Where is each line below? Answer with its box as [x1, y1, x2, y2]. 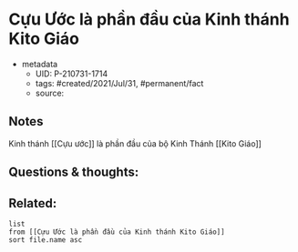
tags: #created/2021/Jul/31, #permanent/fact [35, 77, 204, 88]
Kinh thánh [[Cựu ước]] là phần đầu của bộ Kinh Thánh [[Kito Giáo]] [8, 137, 262, 149]
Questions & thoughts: [8, 165, 139, 180]
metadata [21, 58, 58, 69]
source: [35, 87, 65, 98]
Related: [8, 196, 57, 211]
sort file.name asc [8, 235, 83, 245]
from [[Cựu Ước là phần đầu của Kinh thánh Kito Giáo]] [8, 227, 225, 237]
